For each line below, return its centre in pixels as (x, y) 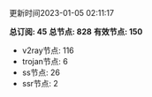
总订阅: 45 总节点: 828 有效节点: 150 (76, 32)
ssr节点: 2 (40, 83)
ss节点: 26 (41, 72)
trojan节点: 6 (45, 61)
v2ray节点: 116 (48, 50)
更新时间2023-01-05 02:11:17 (62, 13)
